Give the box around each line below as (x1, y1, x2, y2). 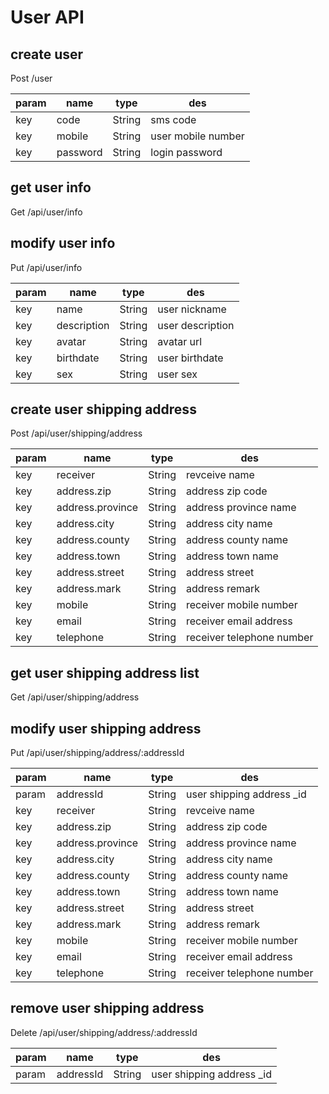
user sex (157, 367, 198, 381)
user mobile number (150, 129, 245, 143)
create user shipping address (10, 401, 197, 418)
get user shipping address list (10, 664, 200, 681)
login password (150, 146, 223, 159)
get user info (10, 179, 92, 196)
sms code (150, 113, 197, 126)
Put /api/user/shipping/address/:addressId (10, 747, 185, 759)
